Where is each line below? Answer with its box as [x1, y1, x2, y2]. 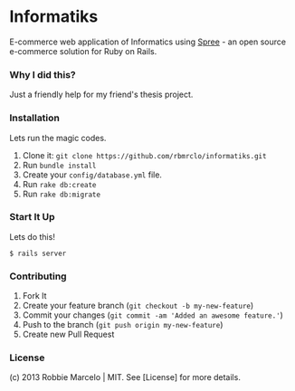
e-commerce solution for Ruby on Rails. [9, 45, 157, 56]
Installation [9, 111, 61, 124]
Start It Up [9, 211, 56, 224]
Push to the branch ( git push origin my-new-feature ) [22, 319, 224, 330]
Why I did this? [9, 68, 76, 81]
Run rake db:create [22, 178, 97, 189]
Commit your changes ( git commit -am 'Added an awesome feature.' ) [22, 310, 283, 320]
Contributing [9, 270, 67, 282]
